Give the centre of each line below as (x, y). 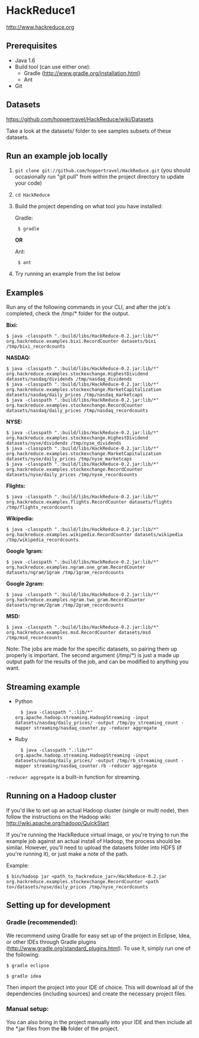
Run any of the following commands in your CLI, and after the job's (88, 307)
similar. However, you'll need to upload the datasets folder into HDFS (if (94, 847)
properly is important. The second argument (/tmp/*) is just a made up (93, 655)
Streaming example (43, 687)
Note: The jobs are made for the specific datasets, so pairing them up (92, 649)
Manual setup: (27, 1009)
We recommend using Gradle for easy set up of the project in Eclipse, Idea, (99, 935)
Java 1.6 (25, 60)
